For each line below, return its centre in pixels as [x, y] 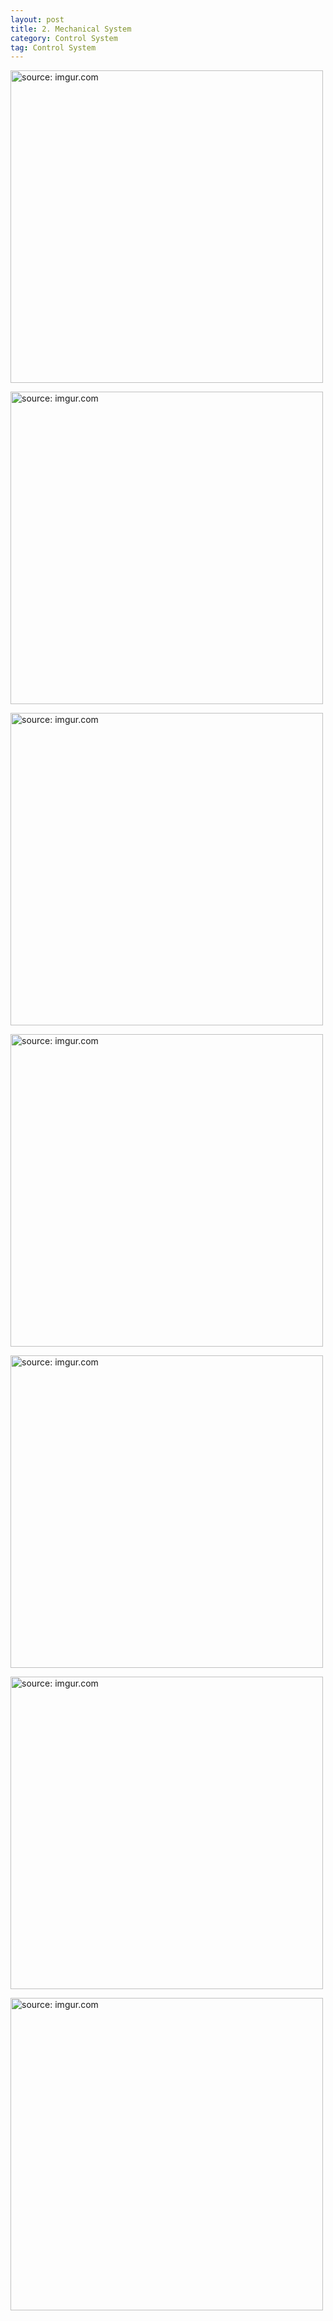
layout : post [37, 19]
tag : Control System [53, 47]
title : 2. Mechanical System [71, 29]
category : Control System [64, 38]
